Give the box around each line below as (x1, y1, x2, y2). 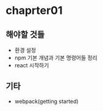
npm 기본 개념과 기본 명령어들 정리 (14, 54, 98, 61)
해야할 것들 (5, 29, 45, 39)
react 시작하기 (14, 62, 49, 69)
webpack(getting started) (14, 98, 79, 105)
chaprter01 (5, 4, 63, 18)
